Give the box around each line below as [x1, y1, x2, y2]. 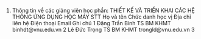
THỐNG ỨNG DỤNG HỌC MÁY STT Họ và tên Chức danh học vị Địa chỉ [12, 13, 191, 20]
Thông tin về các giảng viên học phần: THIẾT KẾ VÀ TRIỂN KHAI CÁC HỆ [12, 7, 195, 14]
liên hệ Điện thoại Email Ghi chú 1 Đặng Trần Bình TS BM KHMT [12, 20, 172, 26]
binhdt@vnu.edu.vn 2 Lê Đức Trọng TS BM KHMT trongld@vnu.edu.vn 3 [12, 26, 195, 33]
